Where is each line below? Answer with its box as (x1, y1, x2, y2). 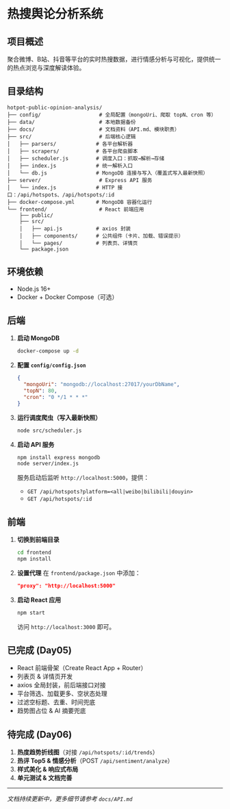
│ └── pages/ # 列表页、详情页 (19, 240, 138, 246)
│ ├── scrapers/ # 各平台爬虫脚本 (7, 148, 138, 155)
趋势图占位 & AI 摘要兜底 (16, 706, 87, 715)
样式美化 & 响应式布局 (16, 765, 79, 773)
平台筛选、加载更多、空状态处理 (16, 689, 107, 698)
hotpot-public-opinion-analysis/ (7, 104, 103, 111)
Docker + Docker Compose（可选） (16, 292, 118, 301)
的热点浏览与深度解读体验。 (7, 64, 86, 72)
